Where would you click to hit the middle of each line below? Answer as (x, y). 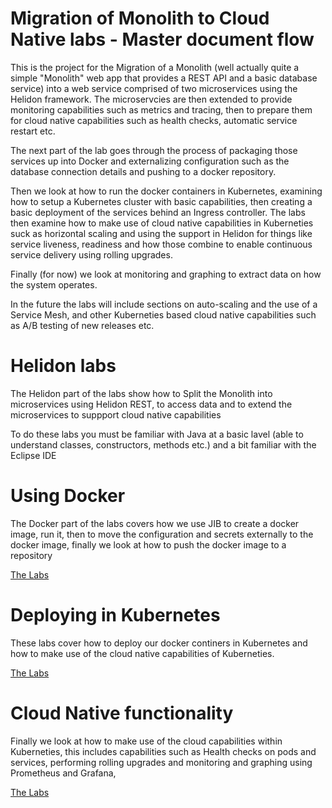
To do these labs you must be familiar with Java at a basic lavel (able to (157, 434)
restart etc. (33, 131)
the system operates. (54, 284)
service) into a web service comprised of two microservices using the (154, 88)
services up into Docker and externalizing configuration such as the (150, 161)
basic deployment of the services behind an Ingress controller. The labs (158, 212)
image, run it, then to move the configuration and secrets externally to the (162, 534)
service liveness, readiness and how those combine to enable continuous (161, 244)
